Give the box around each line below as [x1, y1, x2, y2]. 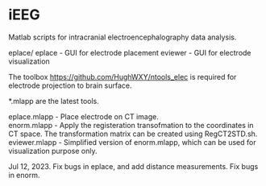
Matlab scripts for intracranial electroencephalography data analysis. [8, 32, 237, 42]
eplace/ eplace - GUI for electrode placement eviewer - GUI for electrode [8, 48, 251, 57]
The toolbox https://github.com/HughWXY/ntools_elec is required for [8, 72, 237, 81]
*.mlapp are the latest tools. [8, 96, 99, 105]
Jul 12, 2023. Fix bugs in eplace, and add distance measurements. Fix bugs [8, 161, 259, 171]
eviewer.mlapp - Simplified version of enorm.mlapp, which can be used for [8, 137, 256, 147]
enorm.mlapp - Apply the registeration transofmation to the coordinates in [8, 120, 254, 130]
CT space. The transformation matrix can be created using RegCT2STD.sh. [8, 129, 258, 138]
